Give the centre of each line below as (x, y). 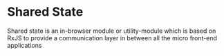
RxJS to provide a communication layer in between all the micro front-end (112, 38)
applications (25, 45)
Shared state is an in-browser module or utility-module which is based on (112, 31)
